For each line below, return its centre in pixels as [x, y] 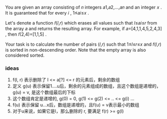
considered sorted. [25, 55]
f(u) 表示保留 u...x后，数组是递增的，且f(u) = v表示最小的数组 [76, 105]
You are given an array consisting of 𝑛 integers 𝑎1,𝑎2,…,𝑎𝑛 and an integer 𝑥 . [83, 7]
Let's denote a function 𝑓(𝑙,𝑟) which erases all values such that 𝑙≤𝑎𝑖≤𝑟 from [81, 23]
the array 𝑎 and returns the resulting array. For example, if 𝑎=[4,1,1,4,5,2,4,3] [84, 29]
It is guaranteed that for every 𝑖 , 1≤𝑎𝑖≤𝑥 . [47, 13]
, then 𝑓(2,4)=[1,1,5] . [26, 34]
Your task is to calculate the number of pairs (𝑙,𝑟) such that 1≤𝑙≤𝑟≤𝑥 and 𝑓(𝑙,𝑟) [83, 44]
